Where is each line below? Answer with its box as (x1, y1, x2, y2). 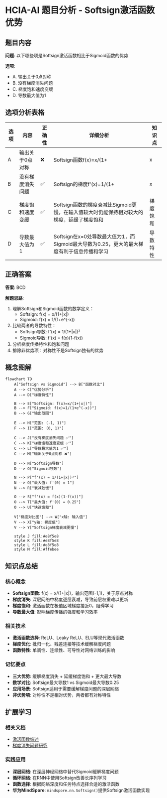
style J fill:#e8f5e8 (14, 534, 59, 539)
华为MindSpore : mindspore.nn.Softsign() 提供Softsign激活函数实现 (12, 787, 150, 793)
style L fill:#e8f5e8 (14, 542, 59, 548)
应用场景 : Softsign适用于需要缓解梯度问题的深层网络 (12, 685, 119, 691)
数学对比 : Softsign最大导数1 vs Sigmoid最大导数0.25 (12, 679, 119, 685)
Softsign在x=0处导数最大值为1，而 (53, 233, 135, 240)
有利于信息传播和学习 (58, 248, 108, 255)
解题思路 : (5, 295, 24, 301)
